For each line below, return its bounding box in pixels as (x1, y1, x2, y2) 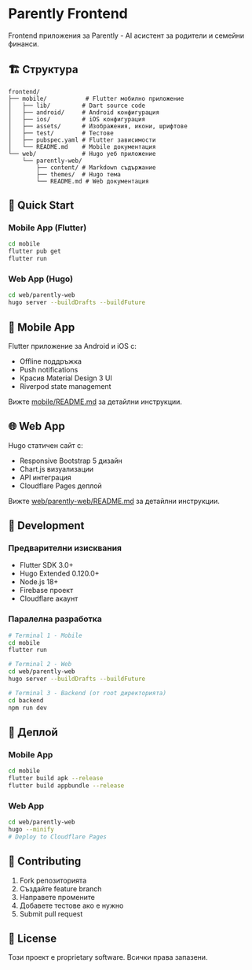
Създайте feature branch (19, 883, 102, 894)
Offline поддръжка (19, 356, 82, 366)
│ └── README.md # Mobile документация (8, 143, 156, 150)
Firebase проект (19, 586, 74, 595)
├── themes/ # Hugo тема (36, 170, 122, 178)
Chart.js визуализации (19, 464, 94, 473)
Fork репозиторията (19, 876, 87, 885)
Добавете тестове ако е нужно (19, 901, 124, 910)
